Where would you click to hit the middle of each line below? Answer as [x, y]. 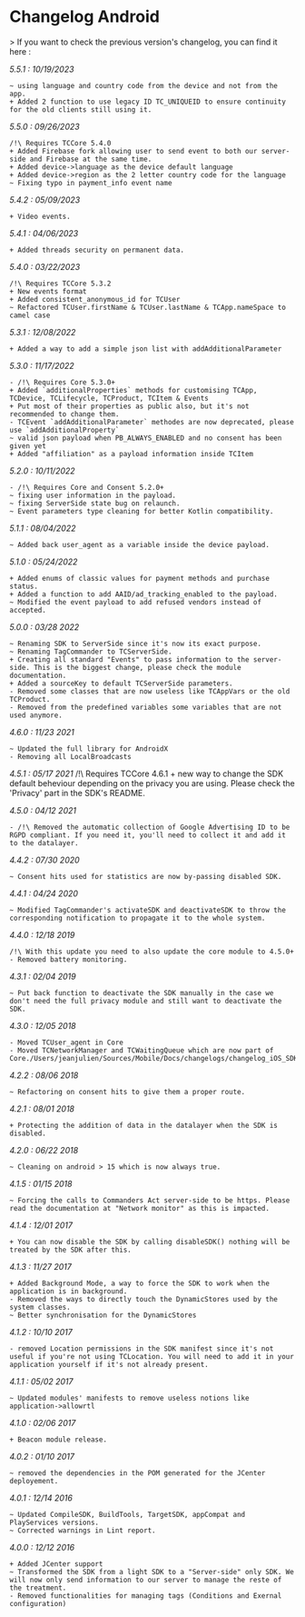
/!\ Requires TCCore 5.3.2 [60, 284]
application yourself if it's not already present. [109, 1364]
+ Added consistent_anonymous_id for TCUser [95, 299]
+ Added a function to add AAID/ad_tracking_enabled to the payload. [144, 594]
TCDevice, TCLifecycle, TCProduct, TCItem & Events [109, 398]
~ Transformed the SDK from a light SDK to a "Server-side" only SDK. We [152, 1572]
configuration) [38, 1603]
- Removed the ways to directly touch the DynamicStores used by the [144, 1299]
